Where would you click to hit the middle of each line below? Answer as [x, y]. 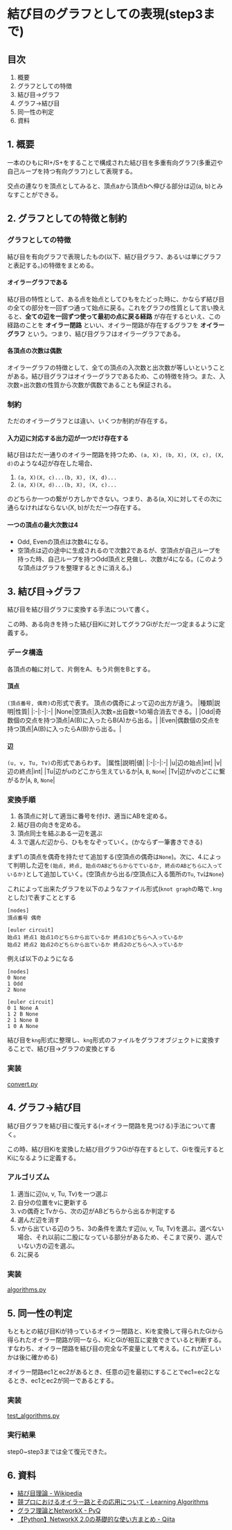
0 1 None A [23, 1008]
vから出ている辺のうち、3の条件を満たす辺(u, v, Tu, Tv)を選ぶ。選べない [121, 1228]
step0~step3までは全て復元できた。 [59, 1451]
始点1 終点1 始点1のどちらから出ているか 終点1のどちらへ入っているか [95, 938]
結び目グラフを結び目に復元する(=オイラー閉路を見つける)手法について [108, 1125]
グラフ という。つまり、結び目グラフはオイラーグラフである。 [96, 333]
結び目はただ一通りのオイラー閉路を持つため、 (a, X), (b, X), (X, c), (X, [116, 455]
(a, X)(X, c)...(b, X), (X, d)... [67, 478]
